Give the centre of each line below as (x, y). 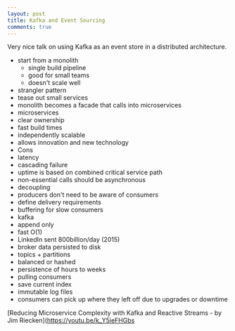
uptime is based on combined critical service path (90, 172)
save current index (45, 285)
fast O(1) (30, 232)
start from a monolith (48, 60)
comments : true (30, 27)
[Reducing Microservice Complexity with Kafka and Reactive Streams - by (115, 313)
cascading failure (43, 165)
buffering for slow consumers (60, 210)
